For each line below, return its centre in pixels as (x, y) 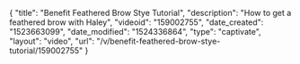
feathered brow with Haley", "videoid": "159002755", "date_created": (137, 22)
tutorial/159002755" (46, 51)
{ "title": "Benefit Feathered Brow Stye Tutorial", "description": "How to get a (150, 13)
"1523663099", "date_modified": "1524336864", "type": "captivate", (136, 32)
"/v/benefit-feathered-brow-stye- (159, 41)
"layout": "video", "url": (52, 41)
